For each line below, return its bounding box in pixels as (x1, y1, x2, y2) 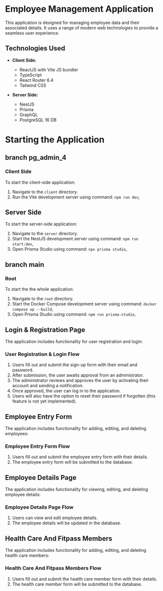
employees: (5, 431, 28, 437)
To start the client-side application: (5, 179, 76, 185)
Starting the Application (5, 134, 105, 145)
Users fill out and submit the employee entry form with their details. (12, 454, 148, 460)
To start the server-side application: (5, 221, 77, 227)
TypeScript (19, 72, 42, 78)
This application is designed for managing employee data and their (5, 20, 140, 25)
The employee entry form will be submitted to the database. (12, 459, 133, 465)
